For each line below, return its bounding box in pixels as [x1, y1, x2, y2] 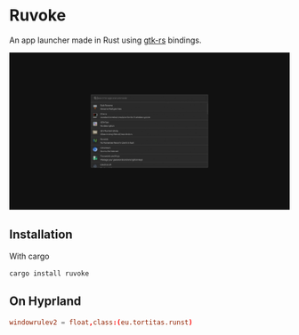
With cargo [9, 251, 50, 261]
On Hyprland [9, 294, 82, 309]
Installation [9, 227, 73, 243]
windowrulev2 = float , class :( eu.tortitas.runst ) [9, 318, 193, 327]
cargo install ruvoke [9, 268, 90, 278]
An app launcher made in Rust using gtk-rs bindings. [9, 35, 202, 45]
